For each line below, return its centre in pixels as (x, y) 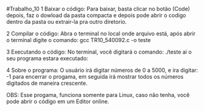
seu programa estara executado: (47, 58)
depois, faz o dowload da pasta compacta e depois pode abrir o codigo (96, 15)
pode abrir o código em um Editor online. (58, 101)
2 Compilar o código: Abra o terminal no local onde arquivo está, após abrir (101, 34)
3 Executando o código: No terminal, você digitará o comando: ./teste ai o (99, 52)
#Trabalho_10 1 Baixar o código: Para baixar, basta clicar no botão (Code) (98, 9)
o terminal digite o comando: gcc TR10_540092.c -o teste (78, 40)
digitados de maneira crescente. (47, 83)
